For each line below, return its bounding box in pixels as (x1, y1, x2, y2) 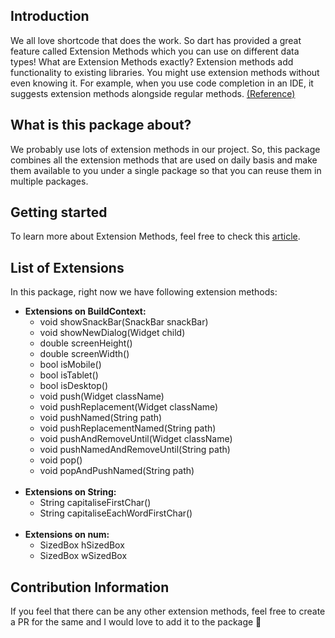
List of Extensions (10, 259, 125, 276)
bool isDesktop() (39, 380, 109, 392)
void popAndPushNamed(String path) (39, 465, 195, 477)
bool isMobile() (39, 359, 102, 371)
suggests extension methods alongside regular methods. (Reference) (10, 87, 296, 99)
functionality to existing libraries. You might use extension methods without (10, 66, 320, 78)
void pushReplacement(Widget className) (39, 401, 219, 413)
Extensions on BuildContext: (24, 305, 147, 318)
